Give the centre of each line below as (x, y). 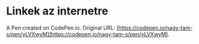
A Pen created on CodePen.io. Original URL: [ (62, 28)
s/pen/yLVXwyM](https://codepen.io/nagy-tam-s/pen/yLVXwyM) (87, 34)
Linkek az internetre (57, 11)
